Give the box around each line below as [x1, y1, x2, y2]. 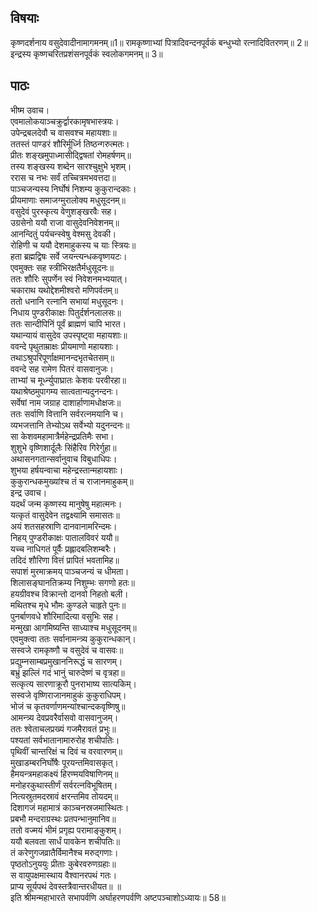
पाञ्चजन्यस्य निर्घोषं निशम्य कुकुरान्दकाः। [10, 182, 137, 195]
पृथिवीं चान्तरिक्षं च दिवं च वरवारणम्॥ [10, 745, 123, 757]
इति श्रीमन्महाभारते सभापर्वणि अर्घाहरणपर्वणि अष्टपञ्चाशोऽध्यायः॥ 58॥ [10, 891, 226, 903]
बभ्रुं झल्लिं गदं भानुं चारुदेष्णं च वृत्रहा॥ [10, 666, 125, 678]
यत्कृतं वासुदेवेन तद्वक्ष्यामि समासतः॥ [10, 509, 120, 521]
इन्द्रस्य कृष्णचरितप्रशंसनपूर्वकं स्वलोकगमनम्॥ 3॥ [10, 47, 163, 60]
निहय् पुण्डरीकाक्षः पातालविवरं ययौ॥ [10, 531, 119, 543]
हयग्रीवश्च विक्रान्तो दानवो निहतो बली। [10, 587, 129, 600]
